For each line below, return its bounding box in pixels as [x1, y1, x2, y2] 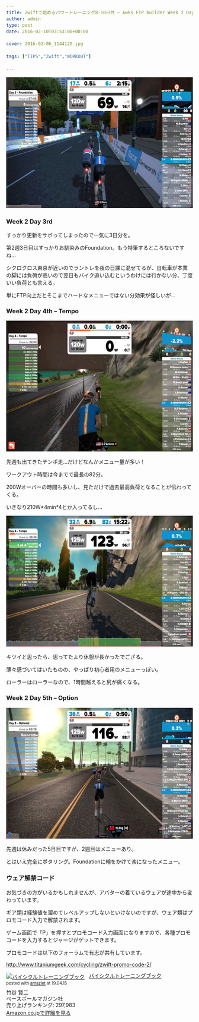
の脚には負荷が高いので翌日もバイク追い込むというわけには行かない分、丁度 [6, 271, 193, 279]
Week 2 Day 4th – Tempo [6, 307, 79, 315]
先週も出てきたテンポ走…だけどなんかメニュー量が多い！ [6, 458, 146, 466]
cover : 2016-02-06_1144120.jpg [6, 41, 84, 47]
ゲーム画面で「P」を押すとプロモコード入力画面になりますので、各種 [6, 929, 175, 936]
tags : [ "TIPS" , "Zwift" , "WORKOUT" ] [6, 54, 92, 59]
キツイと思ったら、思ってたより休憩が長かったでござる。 [6, 653, 146, 661]
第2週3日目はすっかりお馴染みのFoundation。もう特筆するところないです [6, 244, 185, 251]
